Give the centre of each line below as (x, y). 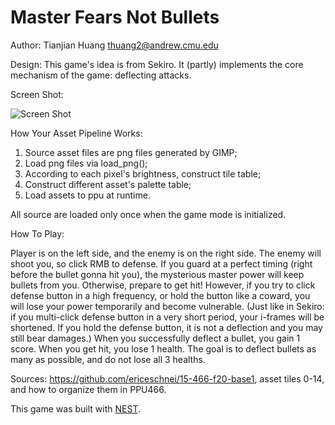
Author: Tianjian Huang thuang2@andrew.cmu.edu (114, 45)
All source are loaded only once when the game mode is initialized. (148, 214)
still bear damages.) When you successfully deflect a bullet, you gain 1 (155, 338)
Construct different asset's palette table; (108, 184)
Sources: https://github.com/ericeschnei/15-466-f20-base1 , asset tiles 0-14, (167, 378)
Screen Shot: (37, 94)
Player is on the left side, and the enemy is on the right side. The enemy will (166, 253)
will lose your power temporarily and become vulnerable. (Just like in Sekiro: (167, 306)
